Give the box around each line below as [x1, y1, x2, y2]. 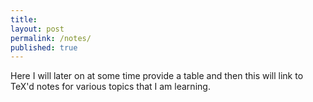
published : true [10, 42, 78, 53]
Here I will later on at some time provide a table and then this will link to [10, 70, 304, 82]
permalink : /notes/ [10, 33, 92, 43]
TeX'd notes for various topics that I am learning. [10, 81, 211, 93]
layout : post [10, 24, 65, 34]
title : [10, 14, 38, 25]
